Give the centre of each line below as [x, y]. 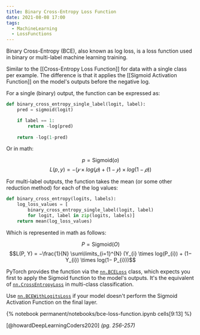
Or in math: [20, 149]
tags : [13, 23]
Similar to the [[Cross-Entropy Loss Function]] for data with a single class [97, 69]
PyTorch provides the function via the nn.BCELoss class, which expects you [98, 271]
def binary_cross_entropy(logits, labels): [61, 199]
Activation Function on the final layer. [52, 302]
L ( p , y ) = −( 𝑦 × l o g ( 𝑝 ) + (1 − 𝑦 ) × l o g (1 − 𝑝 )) [101, 170]
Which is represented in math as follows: [56, 232]
